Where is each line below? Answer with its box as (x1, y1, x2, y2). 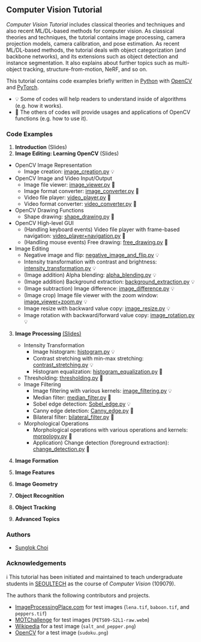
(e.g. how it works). (14, 102, 63, 109)
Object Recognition (14, 492, 64, 499)
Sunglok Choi (14, 544, 49, 551)
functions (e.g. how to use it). (14, 114, 88, 122)
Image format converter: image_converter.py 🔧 (23, 188, 139, 195)
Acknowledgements (6, 559, 67, 567)
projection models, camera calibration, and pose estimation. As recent (6, 40, 180, 47)
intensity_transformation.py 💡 (23, 265, 97, 272)
